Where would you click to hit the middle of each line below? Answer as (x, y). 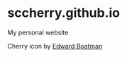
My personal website (38, 32)
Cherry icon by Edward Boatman (55, 46)
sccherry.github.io (64, 13)
